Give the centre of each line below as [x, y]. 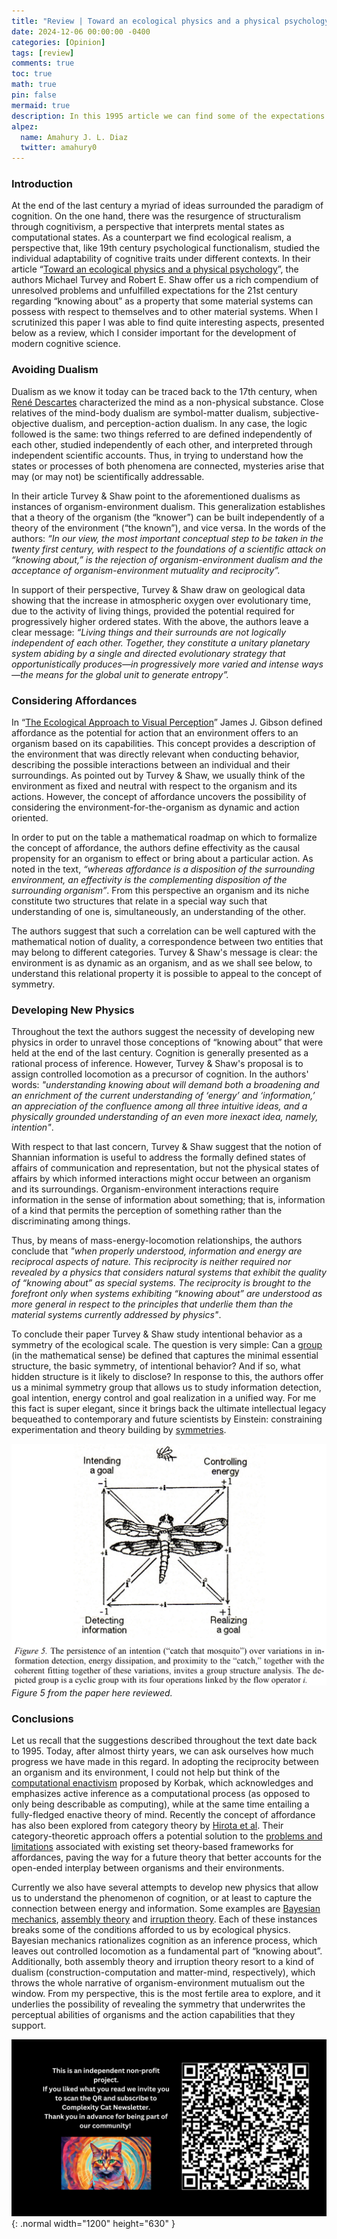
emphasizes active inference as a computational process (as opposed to [161, 1793]
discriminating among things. [71, 1221]
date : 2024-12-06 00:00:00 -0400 [81, 31]
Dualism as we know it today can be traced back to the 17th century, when [164, 391]
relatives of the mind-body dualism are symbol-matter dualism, [141, 412]
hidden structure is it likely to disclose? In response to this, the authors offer [167, 1377]
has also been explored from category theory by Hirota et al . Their [147, 1825]
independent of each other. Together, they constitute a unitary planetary [161, 642]
